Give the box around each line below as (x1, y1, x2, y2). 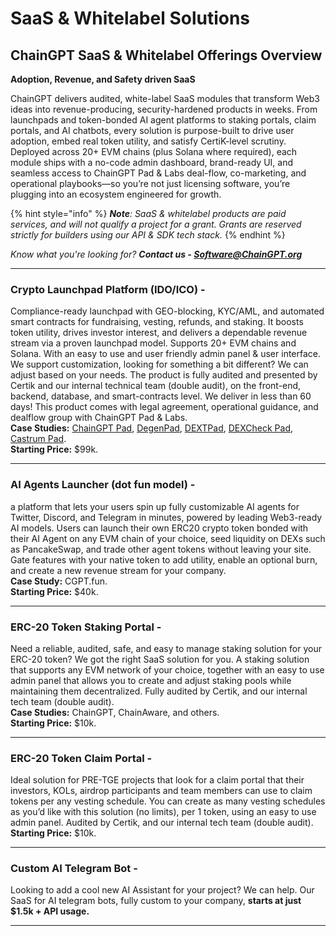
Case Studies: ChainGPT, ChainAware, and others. (10, 706, 220, 718)
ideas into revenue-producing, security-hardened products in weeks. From (10, 103, 318, 115)
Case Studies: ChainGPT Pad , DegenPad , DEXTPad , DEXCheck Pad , (10, 422, 294, 434)
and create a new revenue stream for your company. (10, 564, 227, 576)
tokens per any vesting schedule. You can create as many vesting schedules (10, 795, 326, 807)
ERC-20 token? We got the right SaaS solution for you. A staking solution (10, 653, 310, 665)
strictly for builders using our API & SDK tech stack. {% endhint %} (10, 229, 286, 241)
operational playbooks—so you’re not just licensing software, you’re (10, 178, 291, 189)
